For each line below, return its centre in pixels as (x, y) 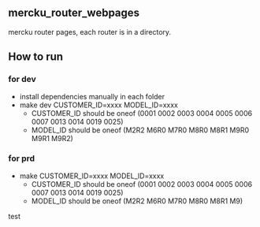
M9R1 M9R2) (52, 138)
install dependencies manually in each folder (92, 96)
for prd (22, 158)
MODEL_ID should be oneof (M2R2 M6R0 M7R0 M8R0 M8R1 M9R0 (140, 130)
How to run (36, 57)
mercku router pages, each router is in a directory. (90, 32)
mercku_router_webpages (74, 13)
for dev (22, 80)
